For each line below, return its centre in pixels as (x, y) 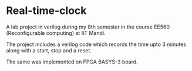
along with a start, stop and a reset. (49, 50)
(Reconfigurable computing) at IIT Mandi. (56, 33)
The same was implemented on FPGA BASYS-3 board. (72, 62)
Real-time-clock (46, 11)
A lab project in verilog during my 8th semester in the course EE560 (88, 27)
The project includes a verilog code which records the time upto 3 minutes (96, 44)
